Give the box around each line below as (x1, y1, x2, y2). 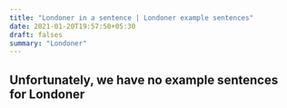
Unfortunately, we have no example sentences (9, 72, 279, 87)
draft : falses (9, 30, 64, 39)
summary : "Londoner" (9, 38, 88, 48)
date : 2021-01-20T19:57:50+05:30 (9, 22, 136, 31)
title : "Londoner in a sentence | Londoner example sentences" (9, 13, 254, 23)
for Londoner (9, 86, 85, 102)
